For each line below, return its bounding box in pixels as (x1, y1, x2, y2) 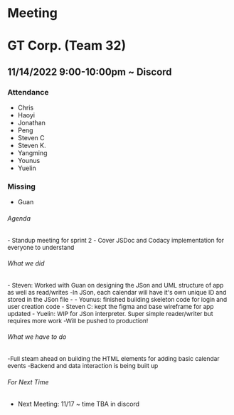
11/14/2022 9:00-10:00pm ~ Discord (7, 65, 172, 78)
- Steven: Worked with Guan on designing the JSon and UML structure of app (7, 281, 224, 289)
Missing (7, 182, 36, 191)
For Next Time (7, 377, 49, 386)
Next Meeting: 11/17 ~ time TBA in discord (17, 400, 140, 409)
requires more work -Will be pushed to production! (7, 317, 149, 325)
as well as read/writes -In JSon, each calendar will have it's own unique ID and (7, 288, 227, 296)
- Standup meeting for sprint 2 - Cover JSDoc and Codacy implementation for (7, 236, 225, 244)
